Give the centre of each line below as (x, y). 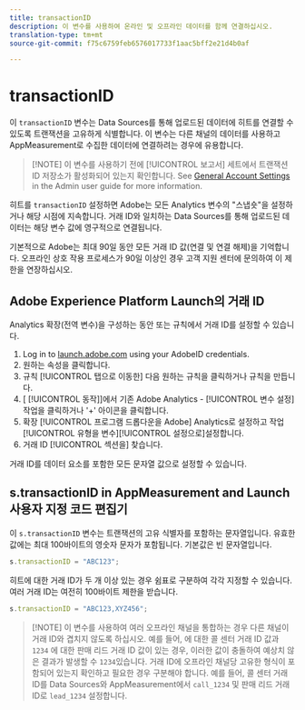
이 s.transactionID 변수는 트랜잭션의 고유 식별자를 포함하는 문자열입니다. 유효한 (152, 533)
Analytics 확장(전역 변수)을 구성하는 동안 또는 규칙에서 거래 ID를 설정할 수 (140, 325)
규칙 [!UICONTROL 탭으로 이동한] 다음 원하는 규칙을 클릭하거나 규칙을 (147, 376)
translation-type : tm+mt (56, 35)
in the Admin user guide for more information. (117, 186)
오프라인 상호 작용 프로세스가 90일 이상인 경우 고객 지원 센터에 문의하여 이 (152, 258)
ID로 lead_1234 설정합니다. (79, 695)
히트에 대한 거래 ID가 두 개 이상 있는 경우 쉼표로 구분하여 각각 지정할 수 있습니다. (151, 580)
